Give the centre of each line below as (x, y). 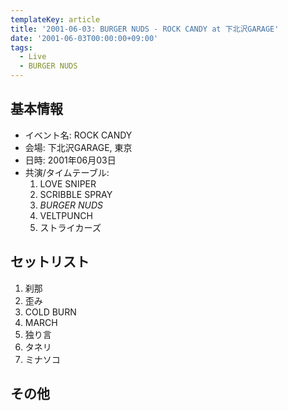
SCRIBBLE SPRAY (76, 194)
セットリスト (50, 262)
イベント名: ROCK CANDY (78, 135)
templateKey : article (55, 19)
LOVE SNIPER (68, 183)
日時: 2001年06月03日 (70, 160)
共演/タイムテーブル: (67, 172)
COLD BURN (50, 312)
